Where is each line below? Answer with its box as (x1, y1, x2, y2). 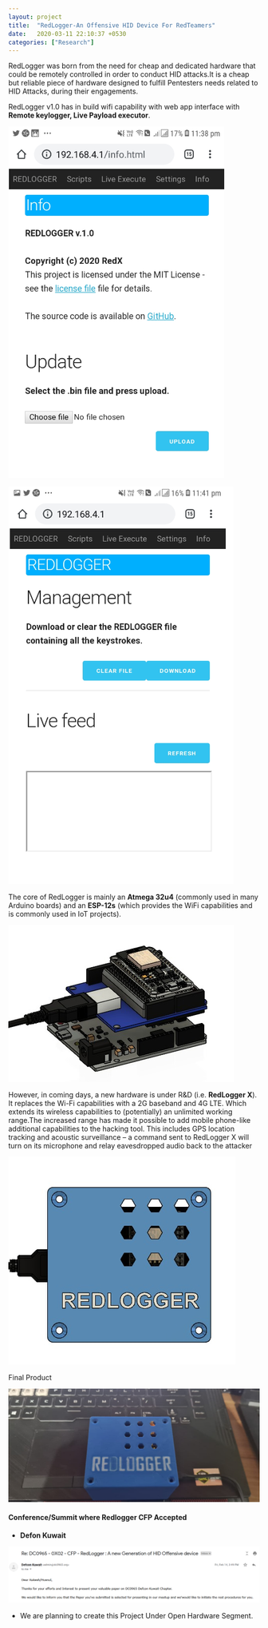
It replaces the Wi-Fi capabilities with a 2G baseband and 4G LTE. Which (8, 1099, 247, 1109)
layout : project (8, 13, 62, 21)
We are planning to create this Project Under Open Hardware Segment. (19, 1610, 254, 1620)
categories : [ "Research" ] (8, 38, 94, 46)
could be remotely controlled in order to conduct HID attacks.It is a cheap (8, 70, 250, 79)
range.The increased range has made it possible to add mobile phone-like (8, 1116, 251, 1125)
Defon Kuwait (19, 1530, 66, 1540)
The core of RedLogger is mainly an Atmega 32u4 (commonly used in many (8, 892, 259, 902)
